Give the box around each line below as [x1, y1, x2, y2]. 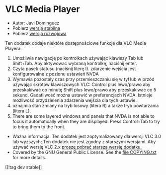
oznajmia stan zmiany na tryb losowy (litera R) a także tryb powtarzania [12, 102, 159, 108]
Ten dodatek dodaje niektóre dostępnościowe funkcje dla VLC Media [5, 40, 147, 46]
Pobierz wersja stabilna [12, 25, 61, 31]
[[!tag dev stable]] [5, 164, 42, 170]
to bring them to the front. [12, 123, 66, 130]
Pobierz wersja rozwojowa [12, 30, 67, 36]
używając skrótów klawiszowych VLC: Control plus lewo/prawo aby [12, 81, 151, 87]
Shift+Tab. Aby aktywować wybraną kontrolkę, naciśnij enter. [12, 60, 138, 66]
